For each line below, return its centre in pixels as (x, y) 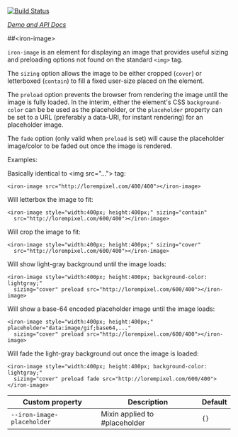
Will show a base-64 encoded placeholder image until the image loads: (111, 309)
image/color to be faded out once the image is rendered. (90, 146)
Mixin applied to (127, 414)
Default (214, 402)
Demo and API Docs (37, 24)
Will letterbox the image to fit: (50, 199)
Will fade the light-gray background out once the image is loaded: (103, 353)
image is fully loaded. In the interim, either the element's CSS (96, 102)
